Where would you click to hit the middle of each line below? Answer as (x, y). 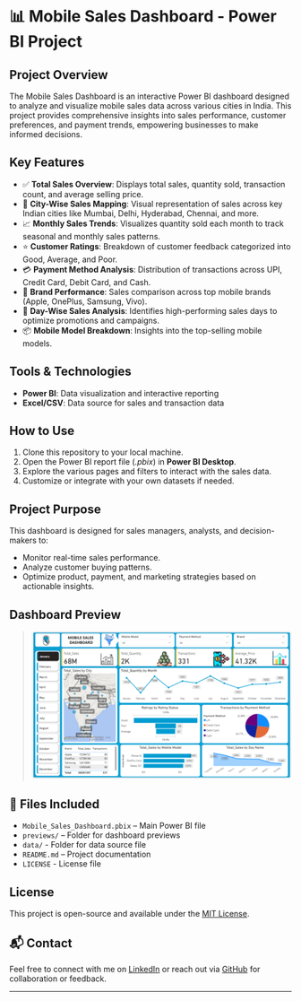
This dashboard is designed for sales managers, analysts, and (124, 531)
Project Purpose (55, 509)
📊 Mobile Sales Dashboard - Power (143, 17)
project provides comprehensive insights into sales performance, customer (148, 115)
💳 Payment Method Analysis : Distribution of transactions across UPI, (152, 269)
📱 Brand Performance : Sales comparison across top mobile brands (146, 292)
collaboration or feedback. (58, 979)
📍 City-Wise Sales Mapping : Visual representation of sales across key (152, 204)
